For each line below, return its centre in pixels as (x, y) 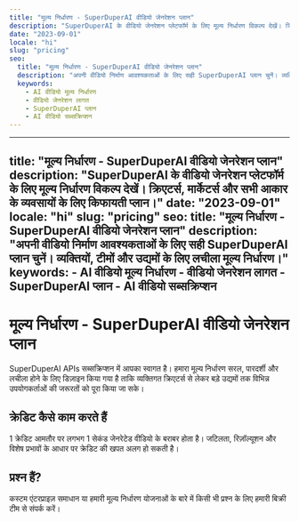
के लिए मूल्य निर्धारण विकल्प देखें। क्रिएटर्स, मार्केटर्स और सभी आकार (149, 189)
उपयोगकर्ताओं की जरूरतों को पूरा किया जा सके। (77, 389)
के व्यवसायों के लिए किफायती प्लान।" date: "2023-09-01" (145, 202)
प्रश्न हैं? (25, 477)
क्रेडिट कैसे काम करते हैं (58, 417)
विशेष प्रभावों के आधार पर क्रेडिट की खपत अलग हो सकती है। (94, 449)
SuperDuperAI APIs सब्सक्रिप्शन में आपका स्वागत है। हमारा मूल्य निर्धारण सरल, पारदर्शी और (144, 369)
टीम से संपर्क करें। (35, 509)
